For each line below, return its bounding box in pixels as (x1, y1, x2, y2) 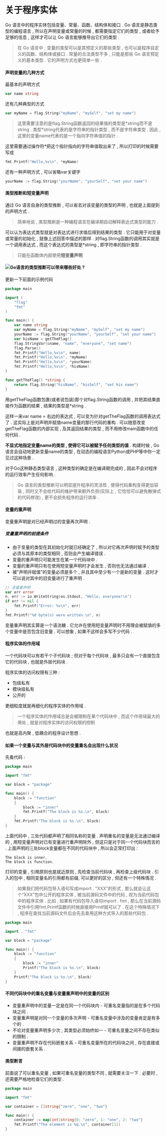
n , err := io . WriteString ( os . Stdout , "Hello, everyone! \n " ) (5, 594, 132, 599)
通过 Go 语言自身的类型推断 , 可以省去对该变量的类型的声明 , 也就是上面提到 (5, 202, 160, 208)
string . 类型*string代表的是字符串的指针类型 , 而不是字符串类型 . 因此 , (17, 126, 161, 132)
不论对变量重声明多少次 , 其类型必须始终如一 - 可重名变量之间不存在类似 (12, 1027, 160, 1033)
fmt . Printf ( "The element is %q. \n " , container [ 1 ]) (14, 1122, 121, 1127)
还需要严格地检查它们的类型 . (5, 1076, 64, 1082)
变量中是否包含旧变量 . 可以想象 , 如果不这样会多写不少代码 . (9, 628, 132, 634)
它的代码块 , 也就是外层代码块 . (5, 659, 68, 665)
